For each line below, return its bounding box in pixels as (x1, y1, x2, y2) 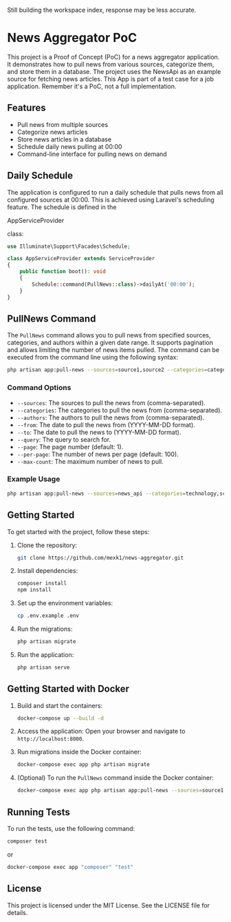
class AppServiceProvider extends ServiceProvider (7, 255, 155, 262)
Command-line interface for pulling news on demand (16, 150, 167, 158)
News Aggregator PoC (7, 30, 137, 46)
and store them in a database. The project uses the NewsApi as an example (7, 67, 221, 75)
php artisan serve (16, 664, 70, 671)
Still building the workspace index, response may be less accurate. (7, 6, 197, 14)
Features (7, 102, 46, 114)
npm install (16, 587, 52, 594)
